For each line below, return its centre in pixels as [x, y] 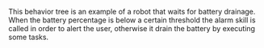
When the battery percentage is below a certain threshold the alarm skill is [132, 20]
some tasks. [29, 37]
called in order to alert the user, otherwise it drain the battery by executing [132, 28]
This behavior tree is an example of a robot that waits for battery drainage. [132, 12]
